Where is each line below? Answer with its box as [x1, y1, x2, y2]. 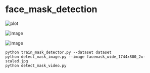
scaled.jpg [5, 58, 28, 64]
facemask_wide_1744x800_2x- [86, 54, 145, 59]
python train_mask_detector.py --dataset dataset [5, 50, 112, 55]
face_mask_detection [5, 4, 97, 15]
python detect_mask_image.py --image [5, 54, 85, 59]
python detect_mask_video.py [5, 63, 67, 68]
